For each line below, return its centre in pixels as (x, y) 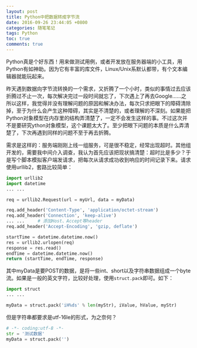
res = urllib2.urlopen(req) (40, 243)
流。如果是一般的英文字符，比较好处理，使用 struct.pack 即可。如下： (90, 278)
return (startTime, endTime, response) (55, 259)
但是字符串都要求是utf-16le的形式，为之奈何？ (62, 317)
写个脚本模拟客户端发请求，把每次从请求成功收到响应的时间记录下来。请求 (101, 159)
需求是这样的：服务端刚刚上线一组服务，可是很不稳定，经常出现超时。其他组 (98, 145)
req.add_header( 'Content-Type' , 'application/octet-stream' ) (82, 210)
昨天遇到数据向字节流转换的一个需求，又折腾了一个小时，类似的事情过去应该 (98, 88)
